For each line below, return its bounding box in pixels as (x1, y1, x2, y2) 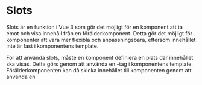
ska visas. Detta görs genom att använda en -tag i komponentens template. (6, 60, 193, 68)
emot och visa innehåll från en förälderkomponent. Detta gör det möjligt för (6, 29, 193, 37)
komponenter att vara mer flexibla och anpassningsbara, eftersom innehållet (6, 36, 196, 43)
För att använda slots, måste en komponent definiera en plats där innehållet (6, 54, 194, 61)
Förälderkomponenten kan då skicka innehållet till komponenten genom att (6, 66, 192, 74)
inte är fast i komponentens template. (6, 42, 99, 50)
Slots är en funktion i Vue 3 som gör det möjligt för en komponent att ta (6, 23, 183, 31)
